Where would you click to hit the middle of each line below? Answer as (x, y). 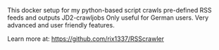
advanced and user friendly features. (61, 25)
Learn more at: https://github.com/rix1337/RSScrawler (86, 39)
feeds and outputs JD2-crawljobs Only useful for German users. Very (108, 18)
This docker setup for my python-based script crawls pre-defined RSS (109, 10)
